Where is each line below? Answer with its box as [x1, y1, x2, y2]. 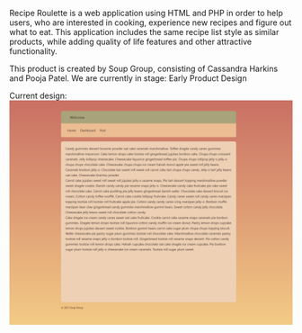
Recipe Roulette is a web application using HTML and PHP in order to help [9, 8, 283, 18]
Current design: [9, 90, 67, 101]
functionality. [9, 46, 58, 57]
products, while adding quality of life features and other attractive [9, 36, 253, 47]
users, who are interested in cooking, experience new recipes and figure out [9, 17, 292, 28]
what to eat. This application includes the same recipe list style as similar [9, 27, 280, 37]
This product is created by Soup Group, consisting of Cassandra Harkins [9, 63, 279, 74]
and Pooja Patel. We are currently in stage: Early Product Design [9, 73, 247, 84]
